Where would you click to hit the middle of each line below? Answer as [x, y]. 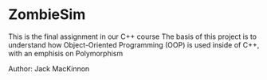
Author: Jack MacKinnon [49, 68]
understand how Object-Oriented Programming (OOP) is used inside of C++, [134, 44]
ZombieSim [47, 15]
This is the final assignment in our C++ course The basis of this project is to [133, 36]
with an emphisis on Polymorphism [66, 53]
